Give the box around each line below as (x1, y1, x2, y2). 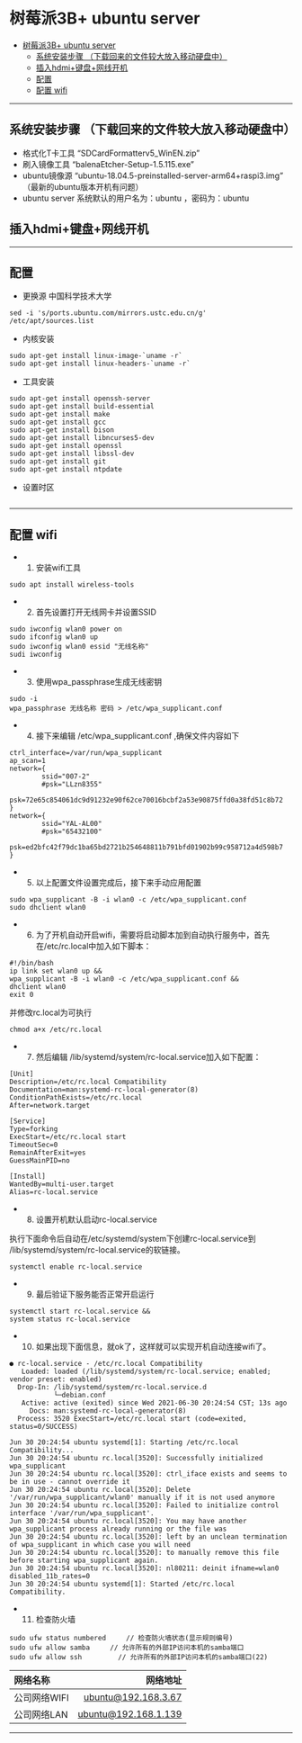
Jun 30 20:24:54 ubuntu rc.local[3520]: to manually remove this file (9, 1549, 280, 1558)
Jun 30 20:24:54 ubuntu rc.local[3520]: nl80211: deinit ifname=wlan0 (9, 1564, 280, 1573)
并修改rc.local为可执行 (9, 1007, 93, 1018)
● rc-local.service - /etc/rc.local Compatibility (9, 1360, 203, 1369)
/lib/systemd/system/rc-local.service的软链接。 (9, 1244, 186, 1255)
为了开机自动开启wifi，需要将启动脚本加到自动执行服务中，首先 (35, 930, 271, 940)
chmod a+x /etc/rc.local (9, 1025, 102, 1035)
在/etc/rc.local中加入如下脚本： (35, 941, 152, 952)
